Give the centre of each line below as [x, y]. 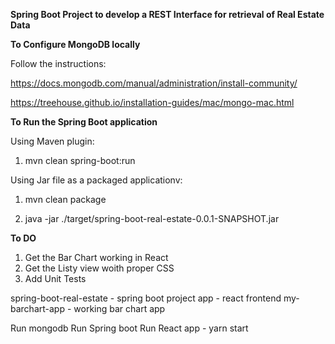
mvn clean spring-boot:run [80, 160]
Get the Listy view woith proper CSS [99, 268]
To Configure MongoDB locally [75, 44]
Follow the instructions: [58, 63]
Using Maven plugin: [52, 141]
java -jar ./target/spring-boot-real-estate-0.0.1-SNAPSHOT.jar [152, 218]
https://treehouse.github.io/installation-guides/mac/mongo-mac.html [152, 102]
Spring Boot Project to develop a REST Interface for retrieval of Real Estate [167, 14]
